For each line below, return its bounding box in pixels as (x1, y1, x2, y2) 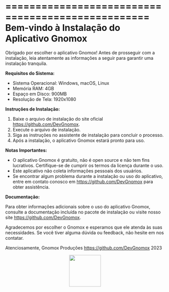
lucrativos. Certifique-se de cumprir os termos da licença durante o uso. (12, 162, 163, 168)
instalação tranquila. (5, 60, 48, 66)
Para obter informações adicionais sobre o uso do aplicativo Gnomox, (5, 203, 151, 209)
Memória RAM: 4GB (12, 85, 54, 91)
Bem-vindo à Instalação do (5, 22, 120, 33)
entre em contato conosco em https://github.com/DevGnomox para (12, 178, 153, 185)
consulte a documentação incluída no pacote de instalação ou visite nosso (5, 209, 161, 215)
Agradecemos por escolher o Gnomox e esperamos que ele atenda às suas (5, 224, 163, 230)
